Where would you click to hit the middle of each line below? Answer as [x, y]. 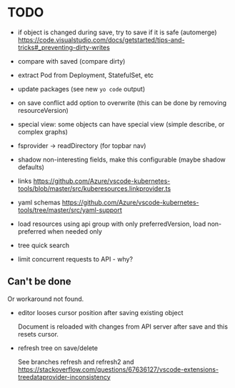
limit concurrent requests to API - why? [75, 259]
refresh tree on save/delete [58, 348]
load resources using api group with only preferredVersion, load [111, 224]
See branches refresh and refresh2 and [76, 362]
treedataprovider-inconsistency [64, 377]
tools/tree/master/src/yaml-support [70, 210]
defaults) [31, 167]
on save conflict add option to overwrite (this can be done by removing [122, 103]
